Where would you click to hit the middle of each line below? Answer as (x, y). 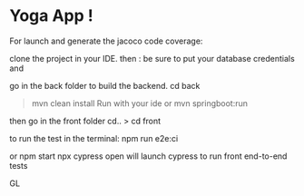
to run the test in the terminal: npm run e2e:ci (94, 138)
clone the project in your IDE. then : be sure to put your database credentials (152, 58)
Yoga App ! (51, 16)
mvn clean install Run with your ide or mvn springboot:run (139, 103)
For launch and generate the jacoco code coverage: (106, 41)
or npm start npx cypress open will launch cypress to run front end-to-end (148, 156)
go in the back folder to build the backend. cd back (105, 85)
